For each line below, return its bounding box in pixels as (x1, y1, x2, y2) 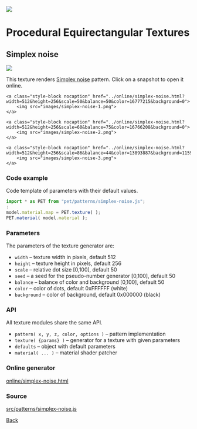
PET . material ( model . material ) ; (6, 214, 88, 221)
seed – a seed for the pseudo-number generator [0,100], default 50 (14, 273, 176, 280)
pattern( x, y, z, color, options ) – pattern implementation (14, 330, 166, 337)
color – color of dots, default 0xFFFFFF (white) (14, 285, 128, 292)
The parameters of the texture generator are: (6, 242, 114, 249)
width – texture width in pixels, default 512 (14, 254, 116, 261)
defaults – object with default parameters (14, 343, 116, 350)
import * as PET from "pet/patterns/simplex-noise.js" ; (6, 199, 145, 205)
